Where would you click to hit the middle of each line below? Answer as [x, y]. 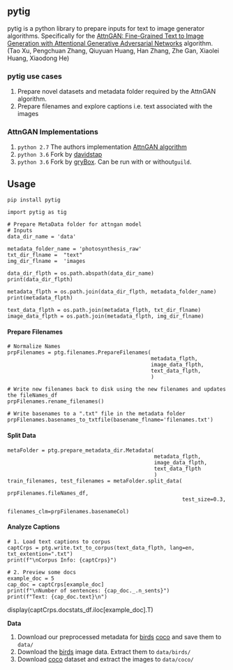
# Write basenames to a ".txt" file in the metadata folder [97, 414]
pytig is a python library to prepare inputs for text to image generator [106, 28]
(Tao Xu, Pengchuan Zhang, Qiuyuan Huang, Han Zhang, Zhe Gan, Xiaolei [113, 50]
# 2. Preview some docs [42, 572]
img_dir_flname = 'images [46, 262]
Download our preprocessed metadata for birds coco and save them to [119, 636]
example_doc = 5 [31, 578]
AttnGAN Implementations [53, 132]
